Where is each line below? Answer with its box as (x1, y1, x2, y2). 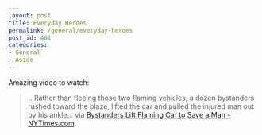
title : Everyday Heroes (8, 19, 87, 27)
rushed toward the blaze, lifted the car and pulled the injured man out (27, 101, 254, 111)
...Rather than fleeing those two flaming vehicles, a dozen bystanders (27, 93, 255, 102)
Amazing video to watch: (8, 77, 90, 87)
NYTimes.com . (27, 118, 77, 128)
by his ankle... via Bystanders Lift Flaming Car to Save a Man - (27, 110, 231, 119)
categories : (8, 41, 48, 49)
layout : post (8, 11, 52, 20)
